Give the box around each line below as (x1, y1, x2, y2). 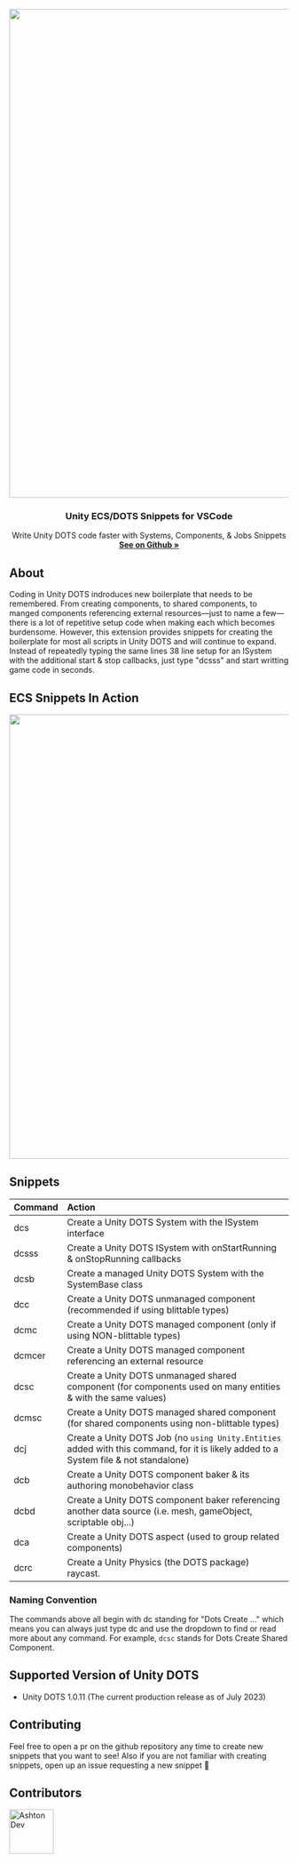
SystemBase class (67, 1278, 144, 1291)
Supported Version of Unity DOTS (9, 1667, 200, 1683)
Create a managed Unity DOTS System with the (67, 1267, 264, 1279)
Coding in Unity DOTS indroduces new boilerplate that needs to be (9, 589, 253, 600)
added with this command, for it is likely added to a (67, 1443, 279, 1455)
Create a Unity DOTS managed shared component (67, 1405, 277, 1418)
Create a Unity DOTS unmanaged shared (67, 1369, 237, 1381)
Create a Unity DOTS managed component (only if (67, 1318, 277, 1331)
